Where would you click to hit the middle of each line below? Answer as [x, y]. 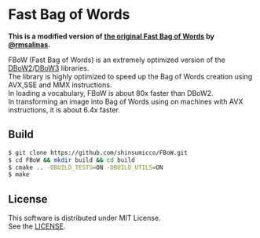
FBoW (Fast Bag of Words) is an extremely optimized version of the [117, 60]
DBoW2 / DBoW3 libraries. [49, 68]
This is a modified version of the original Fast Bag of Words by [111, 36]
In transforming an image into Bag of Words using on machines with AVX [126, 101]
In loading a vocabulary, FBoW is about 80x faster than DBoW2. [111, 93]
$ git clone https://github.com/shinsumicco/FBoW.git [98, 152]
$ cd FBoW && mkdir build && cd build [71, 160]
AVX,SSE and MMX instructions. [60, 85]
